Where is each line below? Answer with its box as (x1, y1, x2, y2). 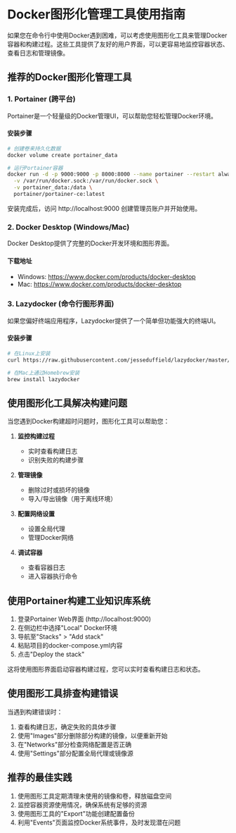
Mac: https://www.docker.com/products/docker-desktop (17, 280, 182, 289)
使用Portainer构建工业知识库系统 (7, 595, 151, 607)
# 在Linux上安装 (7, 350, 51, 357)
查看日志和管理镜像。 (7, 49, 69, 57)
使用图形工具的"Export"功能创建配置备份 (17, 809, 135, 817)
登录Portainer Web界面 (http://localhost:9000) (17, 615, 152, 624)
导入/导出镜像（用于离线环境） (27, 495, 117, 503)
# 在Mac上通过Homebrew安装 (7, 369, 80, 376)
